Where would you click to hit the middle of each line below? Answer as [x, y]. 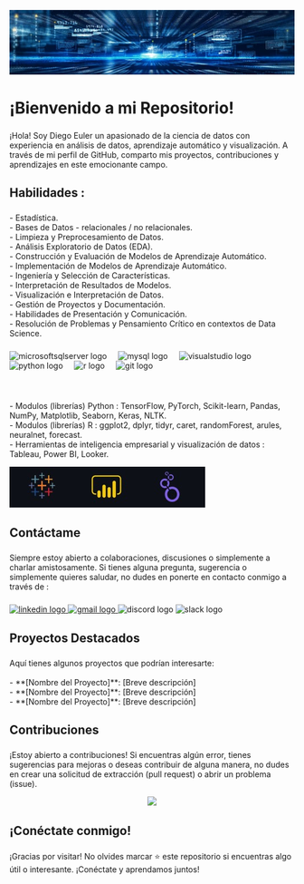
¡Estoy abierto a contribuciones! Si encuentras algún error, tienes [130, 754]
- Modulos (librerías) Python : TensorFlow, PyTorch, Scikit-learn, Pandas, [145, 406]
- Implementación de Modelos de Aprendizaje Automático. [119, 266]
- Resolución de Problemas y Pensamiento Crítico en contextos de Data [142, 324]
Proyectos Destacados [75, 638]
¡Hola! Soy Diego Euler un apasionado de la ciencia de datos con [130, 135]
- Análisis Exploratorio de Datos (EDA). [81, 247]
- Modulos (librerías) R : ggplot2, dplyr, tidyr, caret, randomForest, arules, [146, 425]
